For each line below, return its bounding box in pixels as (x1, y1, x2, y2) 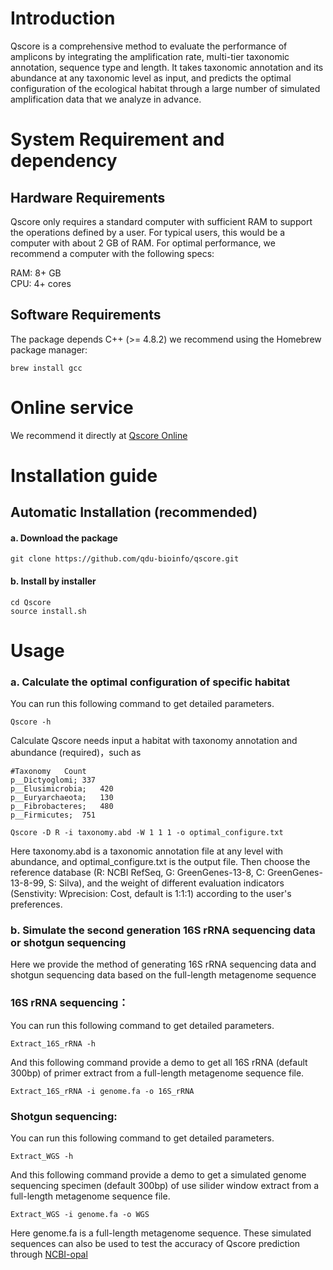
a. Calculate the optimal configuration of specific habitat (10, 675, 291, 689)
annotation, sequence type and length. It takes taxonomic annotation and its (10, 61, 324, 73)
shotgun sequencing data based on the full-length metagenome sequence (10, 969, 317, 981)
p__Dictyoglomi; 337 (10, 775, 97, 786)
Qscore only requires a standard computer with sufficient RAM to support (10, 215, 313, 227)
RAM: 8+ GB (10, 267, 62, 279)
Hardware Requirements (10, 189, 166, 206)
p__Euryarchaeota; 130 (10, 793, 114, 803)
